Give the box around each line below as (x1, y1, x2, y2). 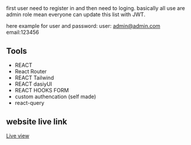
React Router (14, 68, 47, 75)
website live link (6, 117, 67, 127)
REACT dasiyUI (14, 80, 52, 88)
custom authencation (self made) (14, 93, 96, 100)
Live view (6, 133, 30, 140)
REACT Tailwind (14, 74, 54, 82)
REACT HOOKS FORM (14, 87, 70, 94)
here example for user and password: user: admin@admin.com (6, 22, 161, 30)
